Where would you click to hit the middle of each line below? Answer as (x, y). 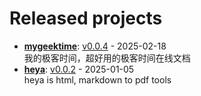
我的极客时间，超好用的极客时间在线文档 (107, 58)
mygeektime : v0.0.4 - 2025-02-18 (95, 46)
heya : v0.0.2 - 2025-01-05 (79, 69)
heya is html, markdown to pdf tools (97, 79)
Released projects (86, 18)
